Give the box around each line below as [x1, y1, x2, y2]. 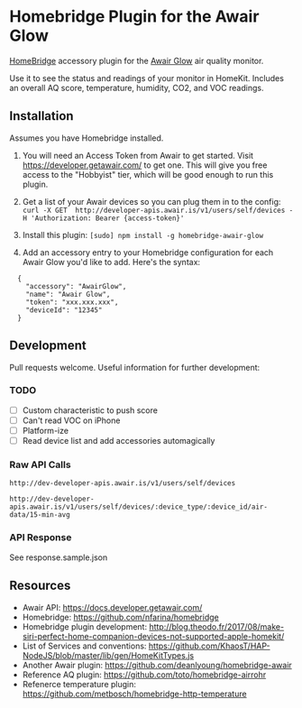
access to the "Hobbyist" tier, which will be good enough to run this [22, 169, 274, 179]
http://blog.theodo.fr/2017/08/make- [148, 621, 285, 632]
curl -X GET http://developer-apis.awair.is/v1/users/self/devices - [22, 206, 294, 215]
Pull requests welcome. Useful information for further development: [9, 362, 261, 372]
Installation [9, 108, 74, 124]
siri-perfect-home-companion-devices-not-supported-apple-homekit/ [22, 630, 285, 641]
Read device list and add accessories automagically [22, 436, 215, 446]
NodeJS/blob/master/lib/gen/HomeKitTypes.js [22, 649, 195, 660]
